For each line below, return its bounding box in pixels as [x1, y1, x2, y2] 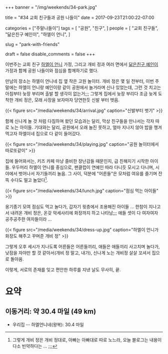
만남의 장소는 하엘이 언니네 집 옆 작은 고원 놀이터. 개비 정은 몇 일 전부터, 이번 [5, 78, 154, 84]
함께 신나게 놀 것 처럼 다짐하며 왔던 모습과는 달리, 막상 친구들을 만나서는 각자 [5, 118, 154, 124]
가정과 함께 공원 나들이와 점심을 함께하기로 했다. [5, 67, 99, 73]
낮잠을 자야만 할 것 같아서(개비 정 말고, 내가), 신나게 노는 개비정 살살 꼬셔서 [5, 250, 151, 256]
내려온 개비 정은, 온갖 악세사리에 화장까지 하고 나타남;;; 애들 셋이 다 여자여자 [10, 210, 158, 216]
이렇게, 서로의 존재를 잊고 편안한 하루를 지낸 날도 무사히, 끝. [5, 267, 121, 273]
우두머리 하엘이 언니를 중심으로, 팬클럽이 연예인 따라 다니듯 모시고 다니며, [11, 164, 154, 170]
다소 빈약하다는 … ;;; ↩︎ [12, 343, 57, 349]
